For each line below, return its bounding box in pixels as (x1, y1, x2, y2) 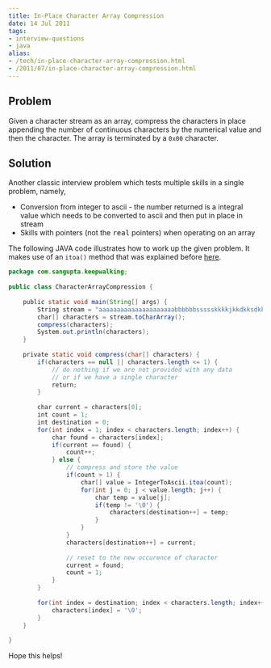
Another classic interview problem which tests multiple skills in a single (8, 178, 244, 188)
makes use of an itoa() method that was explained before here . (8, 252, 222, 262)
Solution (8, 156, 52, 170)
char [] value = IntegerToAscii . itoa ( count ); (80, 478, 232, 486)
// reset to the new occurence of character (65, 553, 219, 562)
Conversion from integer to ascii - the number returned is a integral (19, 202, 244, 212)
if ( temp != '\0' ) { (94, 501, 161, 509)
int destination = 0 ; (37, 418, 110, 426)
